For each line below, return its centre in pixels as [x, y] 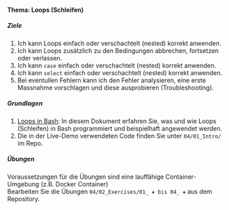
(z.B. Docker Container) [74, 184]
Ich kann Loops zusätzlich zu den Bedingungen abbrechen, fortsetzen [118, 50]
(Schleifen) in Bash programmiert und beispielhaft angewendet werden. [120, 128]
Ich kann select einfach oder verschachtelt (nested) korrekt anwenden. [120, 72]
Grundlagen [25, 104]
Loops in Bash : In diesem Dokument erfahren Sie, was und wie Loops [117, 121]
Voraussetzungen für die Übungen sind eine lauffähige [86, 177]
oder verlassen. [40, 58]
